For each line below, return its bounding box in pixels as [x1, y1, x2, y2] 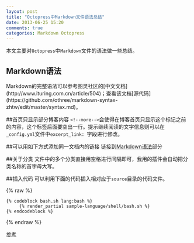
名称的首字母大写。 [11, 162, 57, 170]
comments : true [6, 25, 43, 31]
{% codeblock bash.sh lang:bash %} [6, 198, 93, 204]
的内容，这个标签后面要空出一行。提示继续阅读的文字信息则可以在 [6, 123, 165, 130]
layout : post [6, 8, 38, 15]
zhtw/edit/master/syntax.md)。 [6, 103, 81, 110]
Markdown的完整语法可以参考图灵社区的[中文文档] [6, 83, 128, 90]
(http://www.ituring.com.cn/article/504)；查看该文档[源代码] [6, 90, 151, 97]
